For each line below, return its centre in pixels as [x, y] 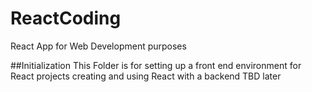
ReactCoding [66, 18]
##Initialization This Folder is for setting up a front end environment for [156, 65]
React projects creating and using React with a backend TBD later [146, 76]
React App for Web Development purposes [98, 46]
